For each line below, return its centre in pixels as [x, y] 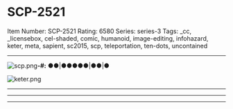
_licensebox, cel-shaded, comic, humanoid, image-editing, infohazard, [108, 38]
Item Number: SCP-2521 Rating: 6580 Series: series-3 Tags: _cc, [100, 31]
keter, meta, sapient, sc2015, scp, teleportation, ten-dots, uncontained [107, 46]
